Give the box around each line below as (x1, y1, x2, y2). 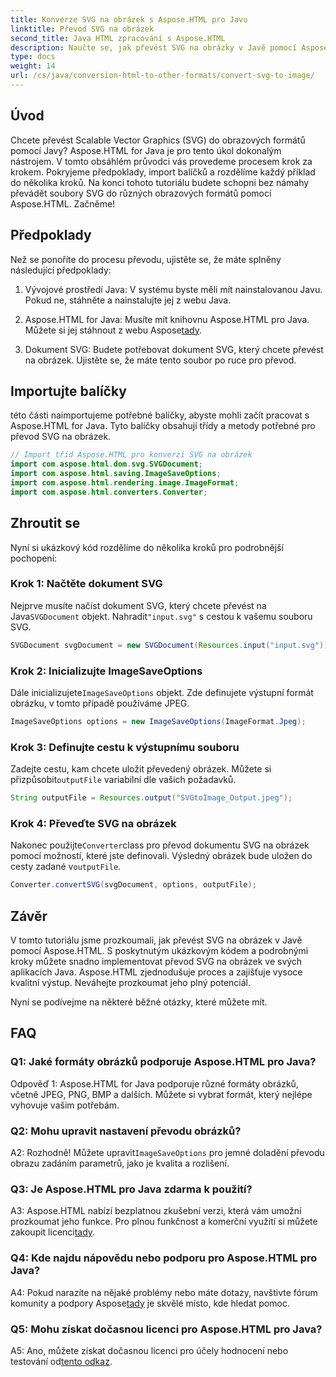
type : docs (10, 52, 56, 62)
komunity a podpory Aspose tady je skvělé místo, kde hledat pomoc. (10, 1297, 290, 1309)
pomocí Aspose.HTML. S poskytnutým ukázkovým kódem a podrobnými (10, 945, 309, 956)
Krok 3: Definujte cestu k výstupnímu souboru (10, 740, 240, 754)
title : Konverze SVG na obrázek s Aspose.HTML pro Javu (10, 14, 248, 25)
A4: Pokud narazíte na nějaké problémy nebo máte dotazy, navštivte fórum (10, 1286, 318, 1298)
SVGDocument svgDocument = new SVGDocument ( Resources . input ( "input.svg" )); (10, 640, 333, 650)
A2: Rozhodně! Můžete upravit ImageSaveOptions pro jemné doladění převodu (10, 1146, 325, 1158)
